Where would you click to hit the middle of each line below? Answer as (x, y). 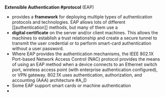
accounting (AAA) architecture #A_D (49, 80)
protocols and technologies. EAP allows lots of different (69, 22)
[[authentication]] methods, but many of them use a (65, 27)
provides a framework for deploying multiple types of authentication (82, 17)
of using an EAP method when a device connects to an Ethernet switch (84, 64)
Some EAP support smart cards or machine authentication (71, 86)
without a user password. (38, 48)
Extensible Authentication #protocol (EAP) (49, 7)
